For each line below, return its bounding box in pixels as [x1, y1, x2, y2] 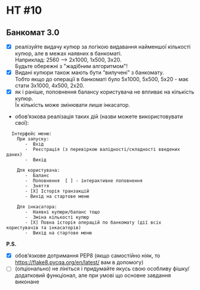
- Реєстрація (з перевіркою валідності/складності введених [24, 147, 180, 153]
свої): [14, 119, 29, 127]
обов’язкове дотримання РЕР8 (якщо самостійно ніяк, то [14, 252, 161, 260]
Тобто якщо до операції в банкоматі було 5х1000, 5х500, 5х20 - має [14, 76, 189, 83]
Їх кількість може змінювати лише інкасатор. [14, 101, 130, 109]
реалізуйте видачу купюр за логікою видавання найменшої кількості [14, 43, 191, 50]
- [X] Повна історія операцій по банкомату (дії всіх [24, 220, 162, 226]
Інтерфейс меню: [11, 131, 52, 137]
